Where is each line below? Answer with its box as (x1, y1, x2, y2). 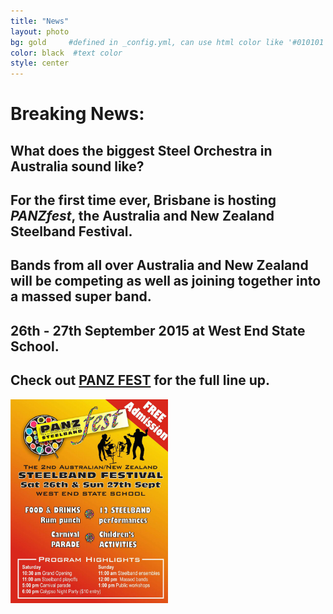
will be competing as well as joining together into (10, 273, 322, 290)
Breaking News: (10, 103, 145, 125)
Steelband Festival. (10, 223, 133, 240)
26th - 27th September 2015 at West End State (10, 322, 306, 339)
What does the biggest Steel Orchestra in (10, 142, 273, 159)
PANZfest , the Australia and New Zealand (10, 208, 275, 225)
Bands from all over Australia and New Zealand (10, 257, 309, 274)
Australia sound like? (10, 158, 145, 175)
